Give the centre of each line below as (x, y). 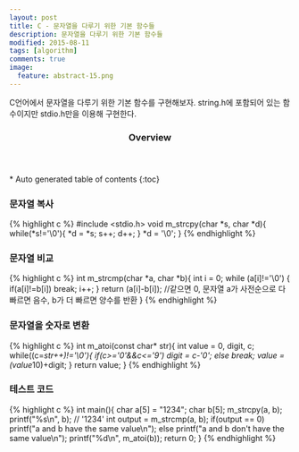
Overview (150, 137)
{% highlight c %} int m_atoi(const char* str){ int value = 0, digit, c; (132, 345)
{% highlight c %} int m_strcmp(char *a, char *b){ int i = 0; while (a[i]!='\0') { (149, 278)
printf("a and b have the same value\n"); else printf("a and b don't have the (147, 428)
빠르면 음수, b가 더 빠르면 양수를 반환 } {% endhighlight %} (113, 300)
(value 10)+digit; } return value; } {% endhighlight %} (105, 364)
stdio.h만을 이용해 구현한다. (88, 114)
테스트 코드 (32, 389)
